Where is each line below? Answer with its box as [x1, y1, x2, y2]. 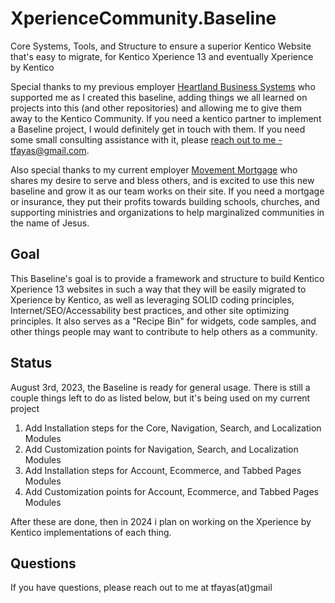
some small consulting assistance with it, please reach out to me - [10, 133, 283, 146]
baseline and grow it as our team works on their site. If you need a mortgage [10, 185, 325, 197]
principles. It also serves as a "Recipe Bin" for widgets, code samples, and [10, 315, 317, 327]
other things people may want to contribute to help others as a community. [10, 325, 318, 337]
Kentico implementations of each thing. [10, 526, 172, 538]
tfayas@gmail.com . [10, 144, 90, 156]
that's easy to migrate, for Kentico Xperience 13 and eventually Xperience [10, 50, 314, 62]
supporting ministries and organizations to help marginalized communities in [10, 206, 325, 218]
